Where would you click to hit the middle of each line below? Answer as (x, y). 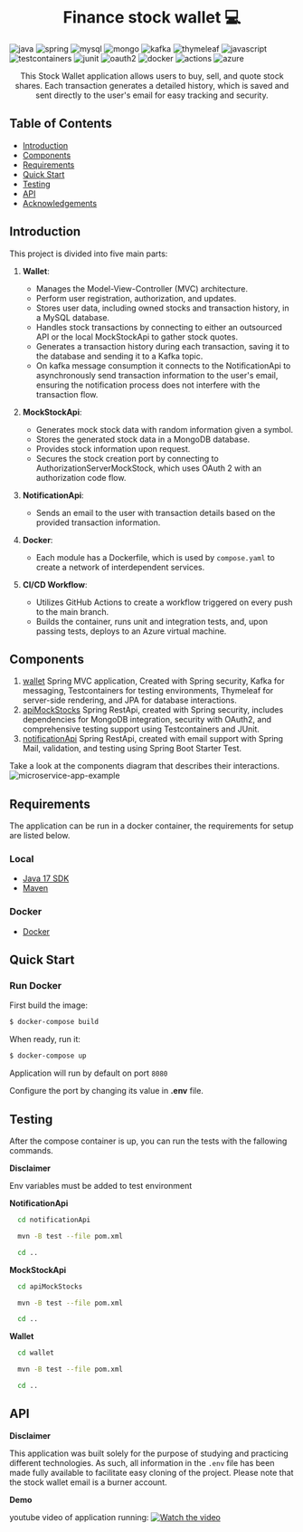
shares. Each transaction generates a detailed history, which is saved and (152, 85)
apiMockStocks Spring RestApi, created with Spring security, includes (153, 710)
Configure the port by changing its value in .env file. (106, 1091)
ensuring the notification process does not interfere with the (148, 385)
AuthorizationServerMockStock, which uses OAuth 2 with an (149, 468)
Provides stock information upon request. (113, 448)
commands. (32, 1151)
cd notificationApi (54, 1220)
